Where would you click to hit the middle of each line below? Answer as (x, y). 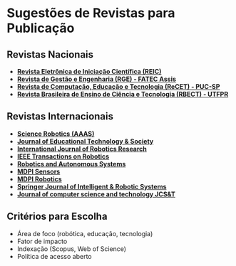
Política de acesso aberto (54, 256)
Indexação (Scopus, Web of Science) (71, 249)
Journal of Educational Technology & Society (85, 141)
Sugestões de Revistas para (91, 13)
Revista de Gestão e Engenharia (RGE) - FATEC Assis (96, 79)
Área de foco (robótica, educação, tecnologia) (85, 233)
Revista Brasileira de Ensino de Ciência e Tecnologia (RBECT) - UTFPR (123, 94)
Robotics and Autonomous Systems (71, 164)
